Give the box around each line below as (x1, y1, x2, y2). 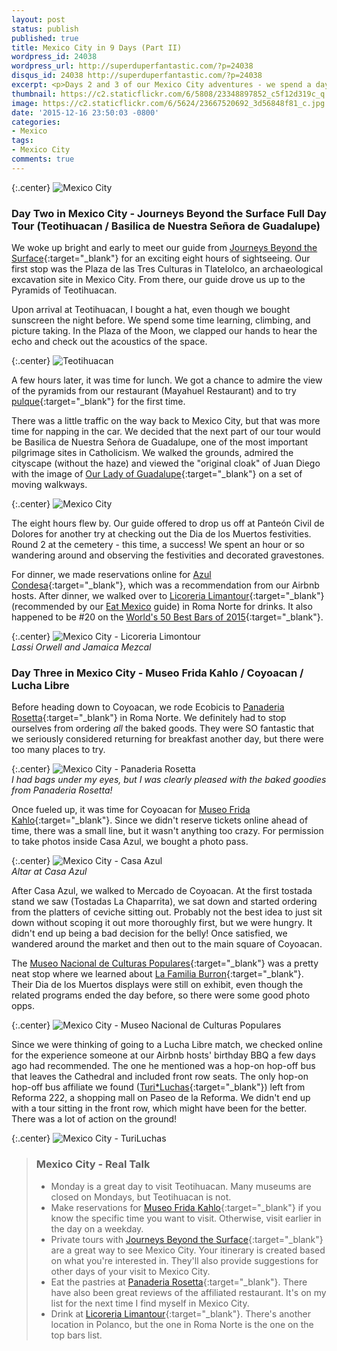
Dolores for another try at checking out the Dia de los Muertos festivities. (11, 528, 312, 540)
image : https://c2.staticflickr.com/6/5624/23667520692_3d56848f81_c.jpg (11, 98, 326, 108)
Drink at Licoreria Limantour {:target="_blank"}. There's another (50, 1307, 311, 1320)
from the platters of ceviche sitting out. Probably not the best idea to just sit (11, 906, 323, 918)
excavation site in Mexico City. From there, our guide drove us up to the (11, 274, 306, 286)
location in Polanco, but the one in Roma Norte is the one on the (50, 1318, 314, 1330)
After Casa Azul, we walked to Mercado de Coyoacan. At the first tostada (11, 885, 313, 897)
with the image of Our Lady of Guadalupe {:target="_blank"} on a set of (11, 468, 303, 480)
